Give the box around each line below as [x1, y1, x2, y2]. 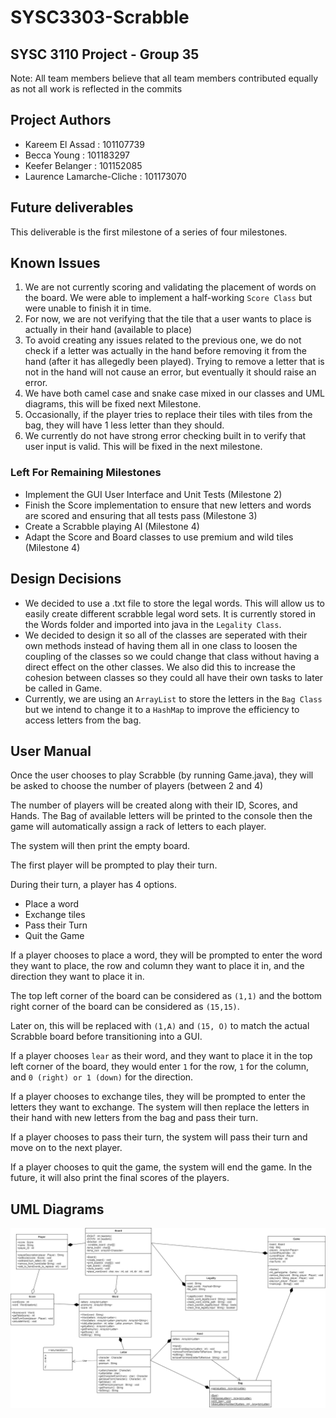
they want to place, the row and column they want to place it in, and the [10, 960, 305, 972]
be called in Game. [24, 682, 103, 694]
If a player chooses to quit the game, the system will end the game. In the [10, 1161, 313, 1173]
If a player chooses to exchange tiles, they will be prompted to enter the [10, 1091, 306, 1103]
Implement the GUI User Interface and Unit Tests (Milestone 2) [24, 488, 283, 500]
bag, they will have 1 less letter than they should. [24, 419, 225, 431]
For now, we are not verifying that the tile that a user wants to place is [24, 313, 312, 325]
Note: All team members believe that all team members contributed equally [10, 72, 319, 84]
